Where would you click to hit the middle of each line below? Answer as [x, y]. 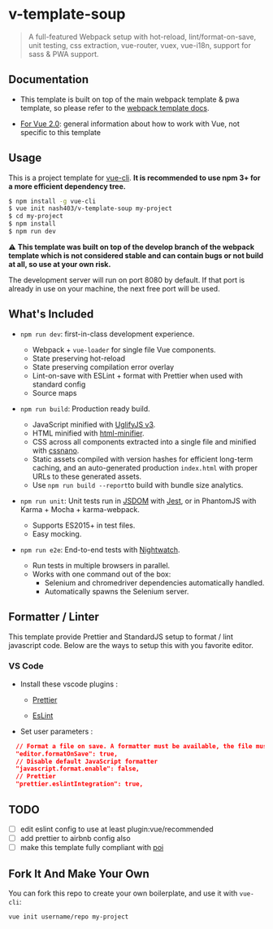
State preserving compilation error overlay [103, 366]
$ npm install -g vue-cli [52, 201]
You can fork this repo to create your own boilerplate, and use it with [123, 893]
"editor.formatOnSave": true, [67, 754]
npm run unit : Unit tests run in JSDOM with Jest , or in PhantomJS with [138, 501]
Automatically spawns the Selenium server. [117, 591]
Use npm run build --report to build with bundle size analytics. [138, 484]
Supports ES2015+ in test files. [84, 525]
